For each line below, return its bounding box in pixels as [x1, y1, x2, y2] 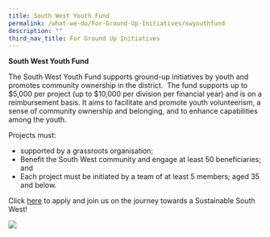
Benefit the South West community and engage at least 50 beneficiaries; [19, 155, 262, 164]
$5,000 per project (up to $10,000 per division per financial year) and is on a [8, 89, 262, 99]
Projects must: [8, 131, 56, 140]
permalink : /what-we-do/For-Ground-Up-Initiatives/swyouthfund [8, 19, 226, 27]
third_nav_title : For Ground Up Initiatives [8, 34, 160, 43]
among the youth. [8, 114, 67, 125]
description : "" [8, 27, 63, 35]
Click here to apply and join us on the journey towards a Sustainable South [8, 196, 255, 206]
